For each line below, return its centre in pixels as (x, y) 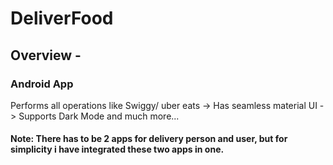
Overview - (46, 55)
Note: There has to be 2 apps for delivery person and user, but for (149, 139)
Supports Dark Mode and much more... (99, 116)
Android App (42, 84)
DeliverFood (62, 18)
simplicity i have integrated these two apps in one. (117, 149)
